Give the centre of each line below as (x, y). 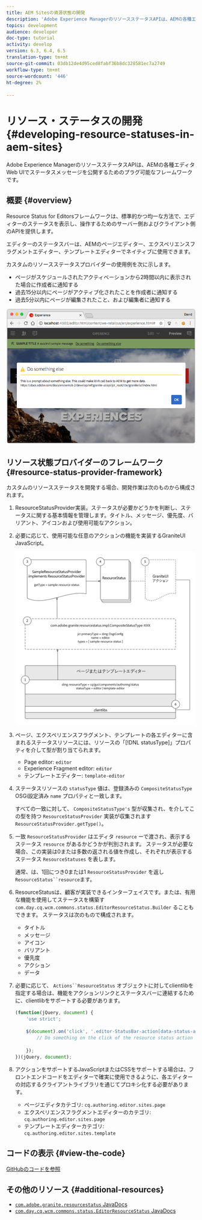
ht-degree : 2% (24, 82)
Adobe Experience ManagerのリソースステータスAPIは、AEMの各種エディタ (101, 165)
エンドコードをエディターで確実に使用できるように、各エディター (112, 1077)
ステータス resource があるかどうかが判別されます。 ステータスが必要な (104, 844)
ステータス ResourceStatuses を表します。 (67, 859)
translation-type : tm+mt (37, 57)
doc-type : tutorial (31, 38)
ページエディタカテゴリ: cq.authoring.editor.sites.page (95, 1104)
